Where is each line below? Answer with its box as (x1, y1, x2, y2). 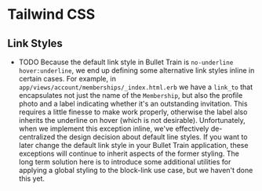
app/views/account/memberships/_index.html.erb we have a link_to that (18, 82, 253, 92)
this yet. (18, 174, 45, 183)
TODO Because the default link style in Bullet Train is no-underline (18, 57, 234, 67)
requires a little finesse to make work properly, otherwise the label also (18, 107, 248, 117)
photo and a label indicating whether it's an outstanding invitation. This (18, 99, 248, 108)
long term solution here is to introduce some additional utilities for (18, 157, 231, 166)
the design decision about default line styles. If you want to (56, 132, 248, 142)
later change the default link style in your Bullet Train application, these (18, 141, 249, 150)
